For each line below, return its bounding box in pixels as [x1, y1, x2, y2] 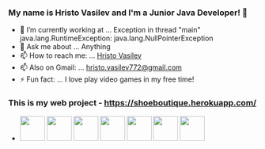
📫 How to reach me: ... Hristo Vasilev [19, 51, 142, 60]
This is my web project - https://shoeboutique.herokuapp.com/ [8, 97, 257, 109]
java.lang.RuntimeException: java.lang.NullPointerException [19, 33, 214, 43]
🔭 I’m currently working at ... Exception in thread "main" [19, 25, 201, 35]
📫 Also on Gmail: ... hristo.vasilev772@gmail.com [19, 63, 182, 72]
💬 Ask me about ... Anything [19, 42, 111, 52]
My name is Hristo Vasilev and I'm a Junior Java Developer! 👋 [8, 7, 248, 18]
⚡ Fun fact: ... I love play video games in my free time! [19, 74, 195, 84]
